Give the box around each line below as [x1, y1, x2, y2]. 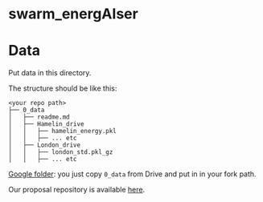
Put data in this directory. [8, 68, 92, 78]
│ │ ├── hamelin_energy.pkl [8, 127, 117, 135]
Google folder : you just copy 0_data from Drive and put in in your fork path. [8, 169, 257, 179]
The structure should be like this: [8, 83, 117, 93]
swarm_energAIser [8, 5, 138, 23]
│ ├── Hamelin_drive [8, 120, 84, 128]
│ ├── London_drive [8, 141, 81, 149]
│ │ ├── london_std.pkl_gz [8, 148, 113, 156]
